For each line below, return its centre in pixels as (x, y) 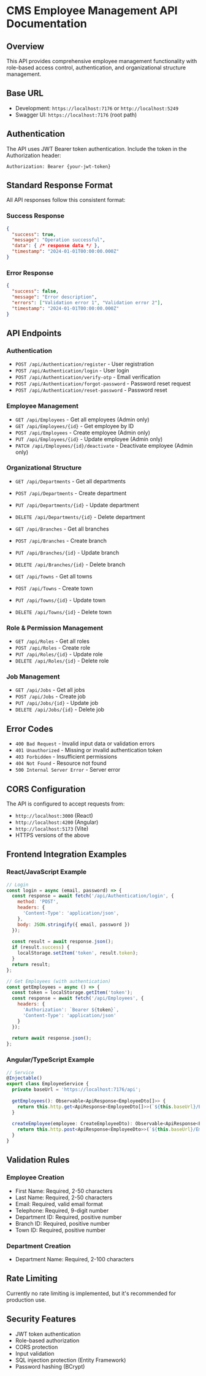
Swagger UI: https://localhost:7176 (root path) (76, 115)
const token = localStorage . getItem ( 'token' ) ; (72, 993)
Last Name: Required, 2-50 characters (63, 1197)
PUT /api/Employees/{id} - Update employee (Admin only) (89, 439)
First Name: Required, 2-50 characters (64, 1191)
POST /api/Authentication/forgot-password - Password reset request (103, 383)
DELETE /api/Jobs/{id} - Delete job (60, 710)
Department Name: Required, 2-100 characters (74, 1259)
